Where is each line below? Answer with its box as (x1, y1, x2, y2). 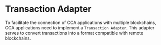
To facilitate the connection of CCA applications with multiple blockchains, (5, 20, 157, 25)
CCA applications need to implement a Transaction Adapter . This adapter (5, 24, 155, 30)
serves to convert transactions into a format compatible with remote (5, 30, 144, 36)
